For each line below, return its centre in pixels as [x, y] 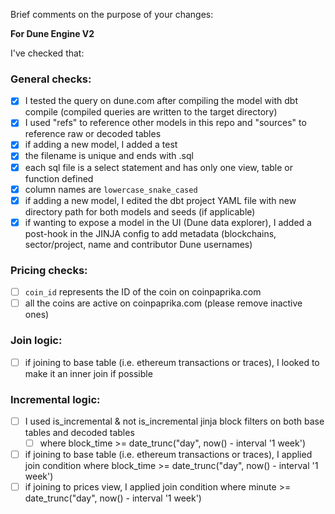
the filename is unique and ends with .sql [109, 156]
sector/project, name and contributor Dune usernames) [138, 244]
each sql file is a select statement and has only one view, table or [158, 167]
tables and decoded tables [79, 432]
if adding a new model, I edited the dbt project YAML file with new [160, 200]
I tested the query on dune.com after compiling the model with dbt [161, 101]
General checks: [51, 79]
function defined [59, 178]
